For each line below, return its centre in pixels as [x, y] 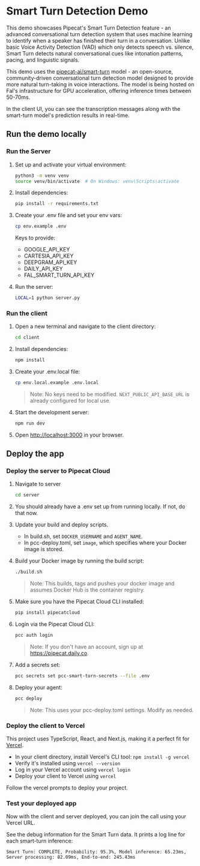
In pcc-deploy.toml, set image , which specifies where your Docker [105, 543]
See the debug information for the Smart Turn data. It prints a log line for [96, 835]
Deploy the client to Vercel [46, 725]
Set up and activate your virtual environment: [71, 165]
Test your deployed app [41, 803]
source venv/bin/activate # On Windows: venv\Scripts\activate [97, 181]
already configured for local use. [70, 400]
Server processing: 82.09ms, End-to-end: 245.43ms [71, 858]
